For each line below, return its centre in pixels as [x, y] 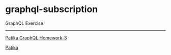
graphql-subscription [52, 9]
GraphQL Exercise [24, 23]
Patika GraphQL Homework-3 [36, 38]
